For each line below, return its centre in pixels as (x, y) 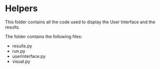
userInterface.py (29, 56)
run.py (19, 51)
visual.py (21, 61)
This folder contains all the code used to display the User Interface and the (80, 22)
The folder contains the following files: (44, 36)
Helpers (21, 9)
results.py (22, 46)
